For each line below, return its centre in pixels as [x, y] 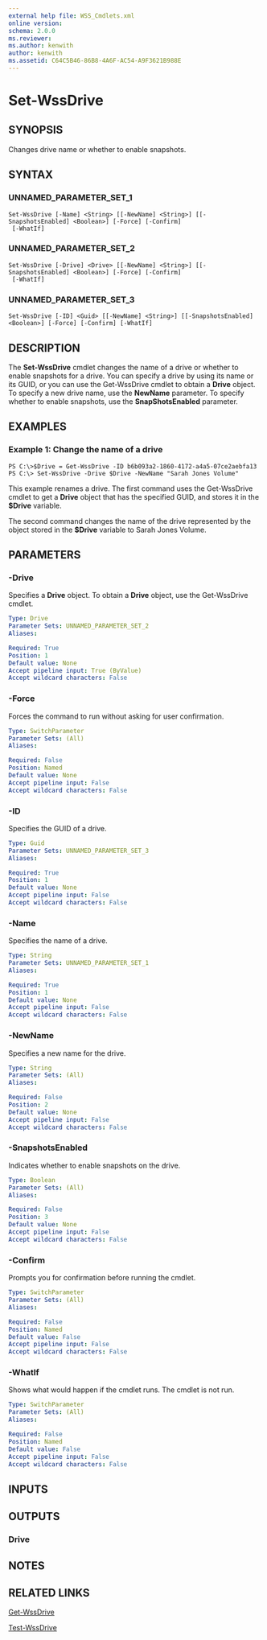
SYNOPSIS [36, 130]
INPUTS [28, 1489]
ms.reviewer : [30, 38]
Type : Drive [28, 619]
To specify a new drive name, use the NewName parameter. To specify [126, 393]
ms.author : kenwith [41, 46]
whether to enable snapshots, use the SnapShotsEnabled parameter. [123, 401]
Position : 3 [28, 1217]
